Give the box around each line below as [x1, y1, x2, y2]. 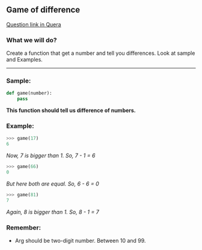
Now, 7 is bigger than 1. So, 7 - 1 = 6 [6, 152, 96, 159]
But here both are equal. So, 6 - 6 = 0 [6, 180, 99, 187]
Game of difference [6, 5, 81, 15]
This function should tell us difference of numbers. [6, 107, 136, 114]
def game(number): [6, 90, 52, 96]
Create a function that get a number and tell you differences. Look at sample [6, 49, 195, 57]
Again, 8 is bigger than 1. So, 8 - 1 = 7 [6, 208, 99, 216]
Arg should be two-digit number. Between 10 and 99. [14, 237, 146, 244]
